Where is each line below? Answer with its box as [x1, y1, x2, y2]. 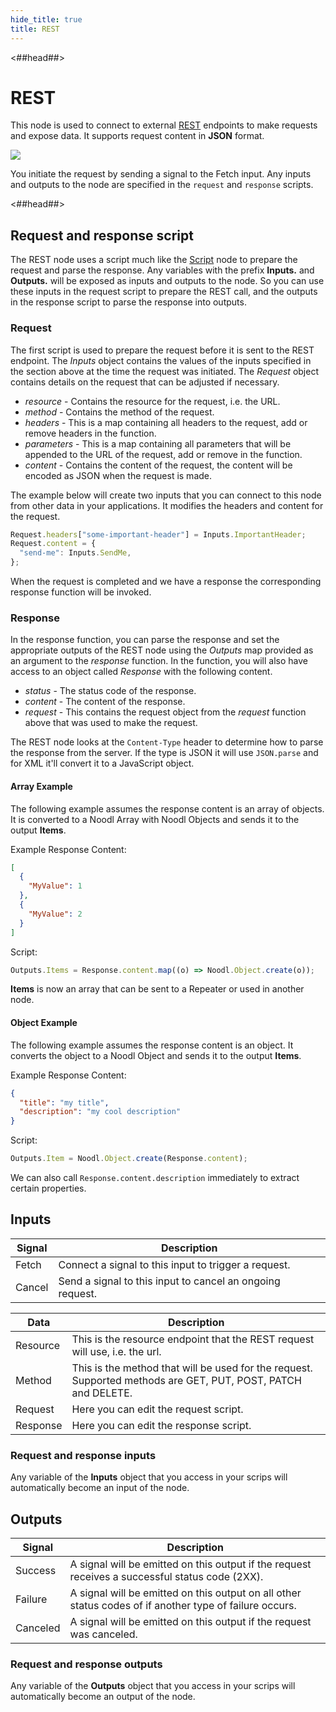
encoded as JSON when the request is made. [24, 469, 213, 481]
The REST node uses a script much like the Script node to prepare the [10, 254, 298, 266]
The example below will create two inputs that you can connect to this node [10, 489, 322, 501]
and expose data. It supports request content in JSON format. [10, 130, 265, 142]
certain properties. [10, 1182, 87, 1194]
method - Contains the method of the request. [24, 406, 215, 418]
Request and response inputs [10, 1448, 157, 1462]
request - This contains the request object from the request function [24, 706, 307, 718]
